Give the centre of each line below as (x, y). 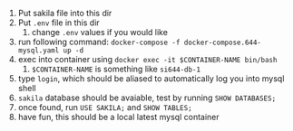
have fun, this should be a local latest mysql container (118, 117)
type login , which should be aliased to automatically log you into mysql (151, 79)
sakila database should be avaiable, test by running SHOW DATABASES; (147, 98)
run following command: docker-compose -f (99, 42)
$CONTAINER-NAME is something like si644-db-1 (116, 69)
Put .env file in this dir (59, 23)
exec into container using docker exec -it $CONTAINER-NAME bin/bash (147, 59)
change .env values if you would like (99, 32)
